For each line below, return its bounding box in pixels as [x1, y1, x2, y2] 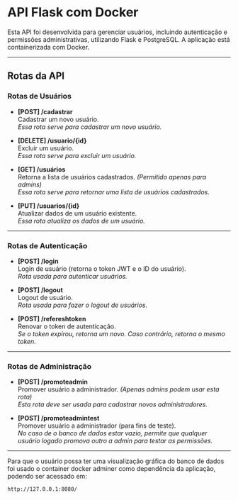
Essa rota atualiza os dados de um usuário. [17, 216, 145, 225]
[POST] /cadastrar [17, 107, 73, 116]
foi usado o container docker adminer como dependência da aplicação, [7, 465, 216, 473]
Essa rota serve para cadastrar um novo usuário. [17, 122, 162, 131]
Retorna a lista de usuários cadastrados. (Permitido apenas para [17, 172, 207, 181]
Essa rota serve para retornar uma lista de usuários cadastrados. [17, 187, 210, 196]
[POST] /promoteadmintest [17, 414, 100, 423]
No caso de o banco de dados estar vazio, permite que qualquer [17, 429, 208, 438]
